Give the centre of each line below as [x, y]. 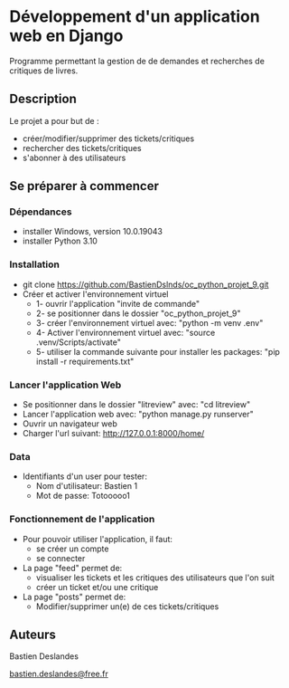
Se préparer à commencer [84, 186]
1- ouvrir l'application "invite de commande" [118, 303]
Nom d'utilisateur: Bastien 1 [87, 486]
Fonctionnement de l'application [82, 520]
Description [43, 99]
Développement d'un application [135, 17]
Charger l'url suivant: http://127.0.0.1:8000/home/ [113, 434]
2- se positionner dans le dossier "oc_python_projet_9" [138, 313]
